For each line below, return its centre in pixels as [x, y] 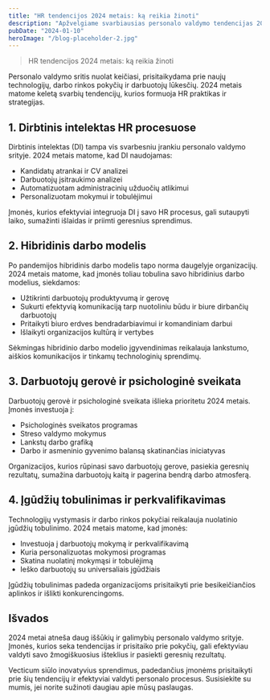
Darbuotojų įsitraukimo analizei [71, 180]
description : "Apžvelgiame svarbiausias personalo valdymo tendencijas [131, 23]
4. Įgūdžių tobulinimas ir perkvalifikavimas [117, 500]
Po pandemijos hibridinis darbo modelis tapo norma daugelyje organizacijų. [133, 265]
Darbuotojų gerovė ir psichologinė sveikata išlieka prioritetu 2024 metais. [129, 401]
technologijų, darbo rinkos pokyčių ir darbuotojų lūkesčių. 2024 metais [125, 85]
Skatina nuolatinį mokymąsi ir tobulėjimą [86, 560]
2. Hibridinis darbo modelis [78, 246]
